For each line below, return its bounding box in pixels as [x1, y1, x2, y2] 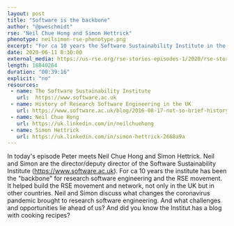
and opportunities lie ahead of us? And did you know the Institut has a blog [7, 204, 222, 212]
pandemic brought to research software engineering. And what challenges [7, 196, 221, 205]
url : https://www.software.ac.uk [16, 95, 117, 102]
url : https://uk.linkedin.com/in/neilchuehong [16, 120, 155, 127]
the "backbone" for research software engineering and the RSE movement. [7, 175, 223, 183]
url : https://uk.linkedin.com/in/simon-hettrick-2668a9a [16, 133, 186, 140]
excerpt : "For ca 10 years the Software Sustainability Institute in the [7, 42, 226, 49]
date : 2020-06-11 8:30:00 [7, 49, 82, 56]
